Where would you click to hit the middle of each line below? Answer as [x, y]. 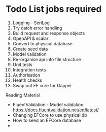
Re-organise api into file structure [47, 59]
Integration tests [29, 69]
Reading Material [23, 95]
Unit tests [22, 65]
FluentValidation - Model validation [48, 104]
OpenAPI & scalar [31, 38]
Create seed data [30, 49]
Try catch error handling [37, 28]
